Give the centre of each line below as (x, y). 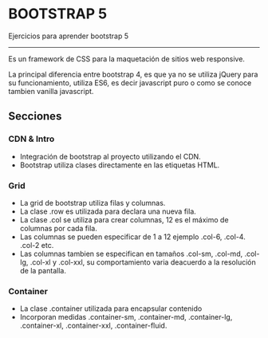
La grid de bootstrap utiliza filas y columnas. (93, 202)
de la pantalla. (43, 270)
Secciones (35, 116)
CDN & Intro (32, 139)
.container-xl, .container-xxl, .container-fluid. (93, 326)
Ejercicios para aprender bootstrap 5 (69, 36)
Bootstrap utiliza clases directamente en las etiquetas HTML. (120, 165)
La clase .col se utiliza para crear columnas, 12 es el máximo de (124, 219)
